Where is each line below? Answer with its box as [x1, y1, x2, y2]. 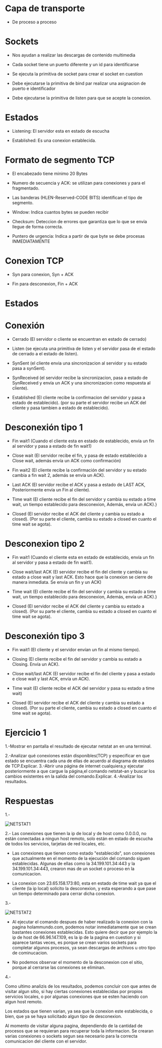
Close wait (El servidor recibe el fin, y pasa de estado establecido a [12, 453, 147, 458]
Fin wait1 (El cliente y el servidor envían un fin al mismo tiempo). [12, 646, 140, 652]
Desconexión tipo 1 [5, 422, 83, 433]
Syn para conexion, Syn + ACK [12, 271, 74, 277]
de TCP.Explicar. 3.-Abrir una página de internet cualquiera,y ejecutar [5, 763, 144, 769]
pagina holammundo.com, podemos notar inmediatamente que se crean [12, 924, 157, 930]
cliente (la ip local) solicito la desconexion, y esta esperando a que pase [12, 885, 156, 891]
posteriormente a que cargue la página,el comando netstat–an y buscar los [5, 768, 155, 774]
